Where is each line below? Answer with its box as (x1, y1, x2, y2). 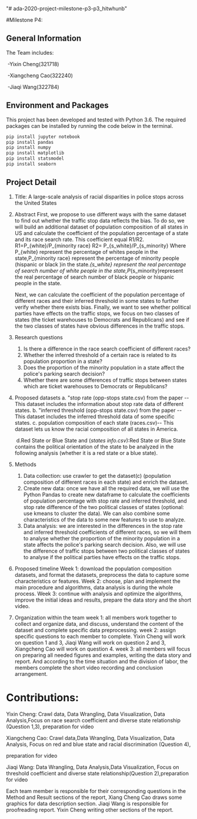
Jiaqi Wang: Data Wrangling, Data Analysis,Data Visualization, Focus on (6, 763, 179, 771)
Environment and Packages (6, 100, 109, 111)
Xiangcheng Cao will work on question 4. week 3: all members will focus (14, 645, 191, 652)
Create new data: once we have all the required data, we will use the (23, 484, 189, 491)
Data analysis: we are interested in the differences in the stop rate (23, 522, 183, 529)
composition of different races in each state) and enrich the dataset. (23, 478, 189, 486)
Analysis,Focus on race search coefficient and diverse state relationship (6, 716, 181, 724)
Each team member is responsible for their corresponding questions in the (6, 787, 186, 794)
